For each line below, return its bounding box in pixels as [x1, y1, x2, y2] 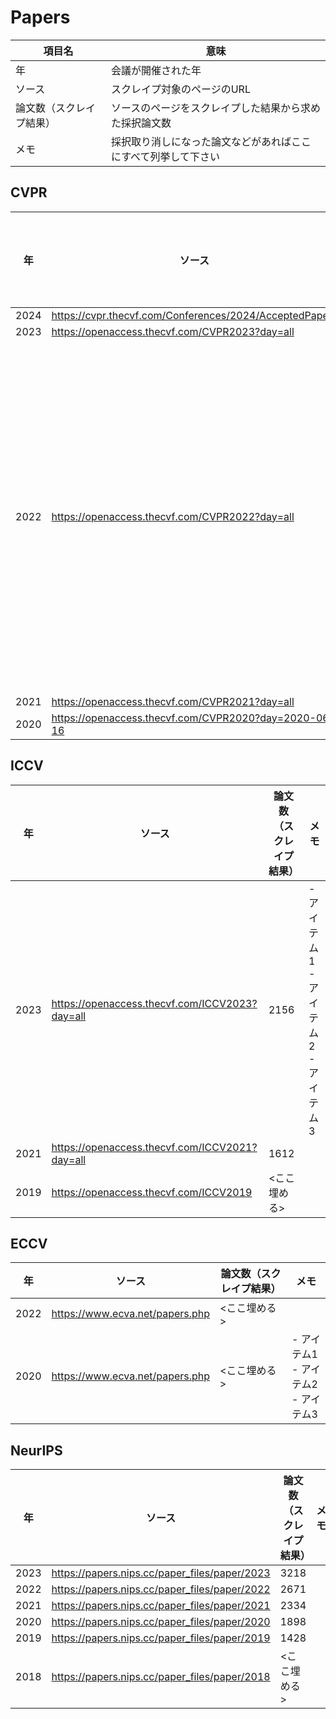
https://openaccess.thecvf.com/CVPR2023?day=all [51, 324, 295, 338]
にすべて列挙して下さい [111, 149, 220, 163]
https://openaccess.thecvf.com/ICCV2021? [51, 1140, 258, 1154]
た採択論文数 [111, 116, 172, 130]
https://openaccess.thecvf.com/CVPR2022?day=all [51, 509, 295, 523]
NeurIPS [10, 1442, 63, 1459]
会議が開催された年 [111, 63, 202, 77]
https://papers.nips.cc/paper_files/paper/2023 [51, 1566, 271, 1580]
